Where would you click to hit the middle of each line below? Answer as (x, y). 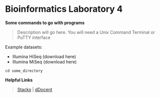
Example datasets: (24, 47)
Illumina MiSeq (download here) (45, 62)
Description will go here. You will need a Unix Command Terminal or (86, 32)
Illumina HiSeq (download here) (44, 56)
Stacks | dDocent (35, 89)
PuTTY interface (34, 37)
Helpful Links (19, 80)
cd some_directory (24, 71)
